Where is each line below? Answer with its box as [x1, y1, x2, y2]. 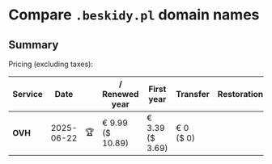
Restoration [217, 89, 264, 99]
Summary [8, 38, 59, 52]
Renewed [102, 89, 139, 99]
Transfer [176, 89, 210, 99]
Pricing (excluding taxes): [8, 59, 94, 69]
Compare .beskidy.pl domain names [8, 6, 260, 24]
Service [12, 89, 43, 99]
